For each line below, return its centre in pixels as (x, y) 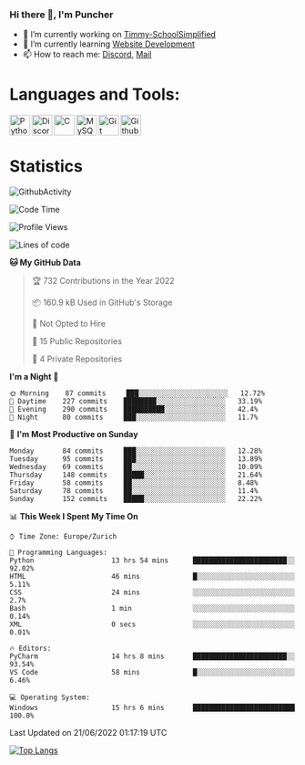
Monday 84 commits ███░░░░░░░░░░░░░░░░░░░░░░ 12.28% (136, 451)
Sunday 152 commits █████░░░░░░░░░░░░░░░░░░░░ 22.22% (136, 499)
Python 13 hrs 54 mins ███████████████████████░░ (152, 561)
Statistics (46, 167)
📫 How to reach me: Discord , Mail (87, 55)
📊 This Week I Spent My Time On (74, 517)
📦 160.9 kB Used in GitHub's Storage (102, 303)
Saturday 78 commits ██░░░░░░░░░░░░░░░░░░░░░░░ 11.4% (134, 491)
